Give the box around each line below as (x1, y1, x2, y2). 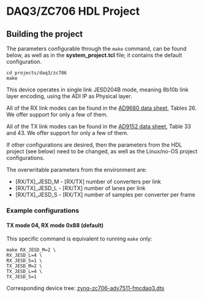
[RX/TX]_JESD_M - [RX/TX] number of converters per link (15, 178, 161, 185)
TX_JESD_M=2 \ (6, 263, 43, 269)
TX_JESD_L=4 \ (6, 269, 43, 275)
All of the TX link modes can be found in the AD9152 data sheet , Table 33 (6, 123, 192, 130)
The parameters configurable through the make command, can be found (6, 45, 187, 52)
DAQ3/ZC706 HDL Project (6, 4, 140, 18)
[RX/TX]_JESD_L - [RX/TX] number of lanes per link (15, 185, 146, 191)
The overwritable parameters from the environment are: (6, 166, 147, 173)
